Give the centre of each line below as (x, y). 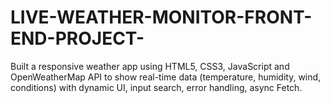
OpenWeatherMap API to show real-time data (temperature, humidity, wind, (166, 77)
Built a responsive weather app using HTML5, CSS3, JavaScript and (150, 66)
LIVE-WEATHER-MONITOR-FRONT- (161, 17)
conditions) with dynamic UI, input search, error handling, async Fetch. (156, 87)
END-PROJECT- (77, 38)
